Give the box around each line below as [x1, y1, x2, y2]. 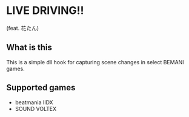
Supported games [6, 82, 76, 93]
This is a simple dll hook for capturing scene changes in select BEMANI [6, 58, 184, 65]
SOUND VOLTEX [15, 105, 56, 112]
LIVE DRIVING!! [6, 4, 84, 18]
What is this [6, 42, 53, 53]
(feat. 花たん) [6, 24, 39, 32]
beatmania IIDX [15, 98, 53, 106]
